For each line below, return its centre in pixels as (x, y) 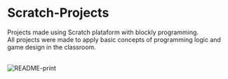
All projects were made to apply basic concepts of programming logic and (114, 39)
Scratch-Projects (58, 13)
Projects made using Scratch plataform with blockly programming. (103, 32)
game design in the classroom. (52, 47)
